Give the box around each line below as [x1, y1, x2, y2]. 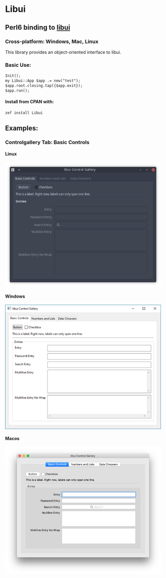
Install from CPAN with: [5, 98, 54, 104]
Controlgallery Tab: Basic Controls [5, 138, 90, 145]
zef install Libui [5, 110, 43, 116]
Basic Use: [5, 61, 31, 68]
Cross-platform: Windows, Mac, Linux [5, 38, 99, 45]
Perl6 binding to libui [5, 23, 71, 32]
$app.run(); [5, 88, 30, 93]
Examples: [5, 124, 39, 132]
